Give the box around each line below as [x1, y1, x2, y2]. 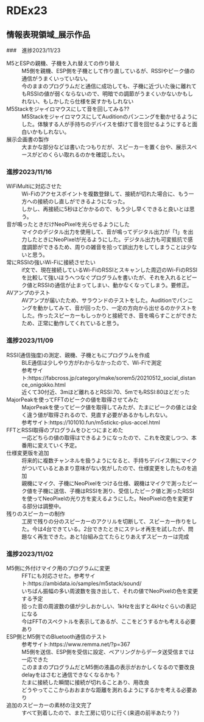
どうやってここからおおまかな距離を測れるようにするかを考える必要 [21, 686, 192, 693]
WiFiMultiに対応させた [6, 183, 62, 190]
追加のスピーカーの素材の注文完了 [6, 701, 92, 709]
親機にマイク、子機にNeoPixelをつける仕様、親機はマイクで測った [21, 479, 188, 487]
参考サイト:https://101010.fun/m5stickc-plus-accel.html [21, 418, 160, 426]
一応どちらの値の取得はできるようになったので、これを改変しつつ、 [21, 433, 192, 441]
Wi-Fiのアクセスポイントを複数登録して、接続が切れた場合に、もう [21, 190, 189, 198]
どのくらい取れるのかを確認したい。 [37, 151, 128, 158]
